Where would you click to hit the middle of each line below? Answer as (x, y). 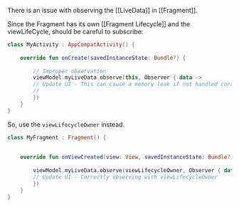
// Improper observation (70, 71)
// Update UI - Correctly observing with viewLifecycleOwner (126, 177)
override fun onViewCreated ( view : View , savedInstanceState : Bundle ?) (127, 157)
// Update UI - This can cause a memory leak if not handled (126, 85)
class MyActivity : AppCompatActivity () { (71, 45)
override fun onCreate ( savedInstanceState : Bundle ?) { (103, 58)
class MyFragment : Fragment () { (57, 137)
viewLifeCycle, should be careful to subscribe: (75, 32)
